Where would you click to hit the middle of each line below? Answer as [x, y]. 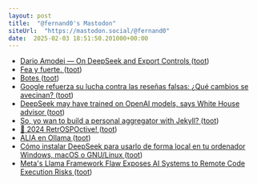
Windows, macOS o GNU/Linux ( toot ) [81, 155]
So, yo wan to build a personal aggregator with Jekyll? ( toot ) [119, 121]
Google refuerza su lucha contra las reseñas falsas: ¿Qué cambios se [134, 87]
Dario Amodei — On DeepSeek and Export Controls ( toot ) [114, 61]
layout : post [30, 16]
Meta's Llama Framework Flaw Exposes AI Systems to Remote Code [133, 164]
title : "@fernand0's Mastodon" [62, 23]
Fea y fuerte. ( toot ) [51, 70]
